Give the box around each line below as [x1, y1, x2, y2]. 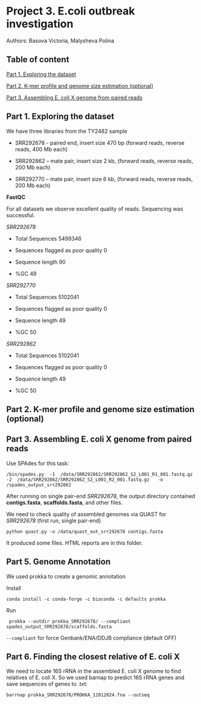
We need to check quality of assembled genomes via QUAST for [6, 510, 167, 518]
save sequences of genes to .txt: [6, 680, 88, 688]
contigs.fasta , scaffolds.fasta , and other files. [6, 499, 123, 506]
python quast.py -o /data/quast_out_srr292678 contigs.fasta [6, 528, 164, 534]
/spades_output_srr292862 [6, 481, 71, 488]
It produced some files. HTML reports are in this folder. [6, 539, 143, 547]
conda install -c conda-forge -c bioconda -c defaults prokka [6, 596, 166, 602]
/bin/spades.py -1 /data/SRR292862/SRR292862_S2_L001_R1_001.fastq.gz [6, 471, 193, 477]
